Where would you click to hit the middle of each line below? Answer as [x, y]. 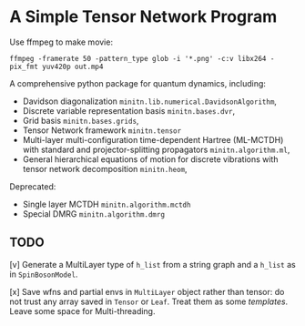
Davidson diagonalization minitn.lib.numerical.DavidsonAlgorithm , [150, 101]
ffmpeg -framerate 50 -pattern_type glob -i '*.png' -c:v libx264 [138, 58]
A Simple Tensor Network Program [143, 17]
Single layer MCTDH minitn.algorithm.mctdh [107, 204]
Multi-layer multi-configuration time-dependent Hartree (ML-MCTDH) [153, 139]
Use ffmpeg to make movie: [61, 42]
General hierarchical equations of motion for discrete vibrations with [150, 159]
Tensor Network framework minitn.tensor [102, 130]
